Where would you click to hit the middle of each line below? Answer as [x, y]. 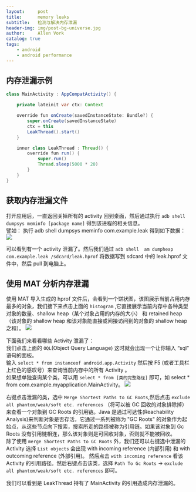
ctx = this [40, 126]
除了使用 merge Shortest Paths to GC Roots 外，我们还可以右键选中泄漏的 [96, 442]
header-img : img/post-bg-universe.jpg [53, 28]
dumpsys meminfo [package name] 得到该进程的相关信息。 [75, 223]
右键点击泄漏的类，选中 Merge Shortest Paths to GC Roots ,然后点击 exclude [98, 397]
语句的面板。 [21, 355]
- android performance [44, 55]
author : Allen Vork [35, 33]
